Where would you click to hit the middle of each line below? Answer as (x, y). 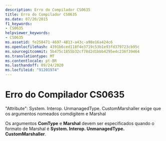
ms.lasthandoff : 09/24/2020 (34, 65)
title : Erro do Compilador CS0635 (41, 14)
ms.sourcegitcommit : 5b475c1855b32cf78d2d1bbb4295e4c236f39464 (72, 51)
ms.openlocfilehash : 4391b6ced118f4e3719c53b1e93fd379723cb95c (72, 47)
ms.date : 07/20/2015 (27, 19)
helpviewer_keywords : (28, 33)
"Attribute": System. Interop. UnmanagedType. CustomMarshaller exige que (83, 108)
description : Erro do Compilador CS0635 (48, 10)
